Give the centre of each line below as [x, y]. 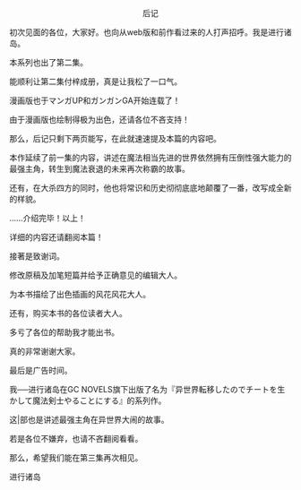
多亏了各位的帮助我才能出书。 [64, 332]
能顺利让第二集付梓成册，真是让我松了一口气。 [95, 82]
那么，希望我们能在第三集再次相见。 [76, 458]
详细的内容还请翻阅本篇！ [56, 237]
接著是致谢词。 [37, 256]
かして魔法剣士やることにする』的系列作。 [88, 400]
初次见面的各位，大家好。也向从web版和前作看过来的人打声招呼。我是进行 [146, 32]
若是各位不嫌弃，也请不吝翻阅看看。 [76, 438]
